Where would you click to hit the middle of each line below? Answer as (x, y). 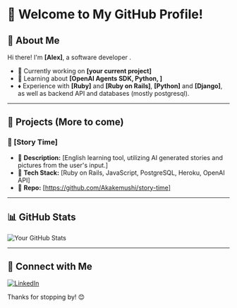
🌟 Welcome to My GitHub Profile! (105, 14)
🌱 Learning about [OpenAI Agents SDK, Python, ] (90, 78)
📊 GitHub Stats (42, 217)
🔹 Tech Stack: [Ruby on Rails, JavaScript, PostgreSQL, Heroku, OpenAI (121, 173)
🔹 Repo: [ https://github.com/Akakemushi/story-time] (94, 187)
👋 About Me (34, 41)
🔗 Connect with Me (50, 266)
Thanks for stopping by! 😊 (46, 297)
